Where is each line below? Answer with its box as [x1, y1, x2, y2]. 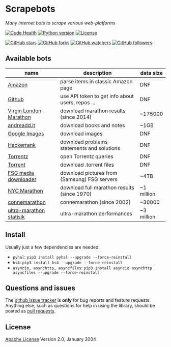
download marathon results [60, 107, 126, 114]
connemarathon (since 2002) [60, 199, 131, 206]
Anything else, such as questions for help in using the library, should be [5, 303, 155, 309]
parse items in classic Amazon [60, 78, 133, 85]
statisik [8, 213, 25, 220]
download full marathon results [60, 184, 134, 191]
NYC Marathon [8, 187, 43, 194]
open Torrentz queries [60, 153, 113, 160]
